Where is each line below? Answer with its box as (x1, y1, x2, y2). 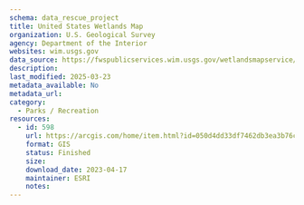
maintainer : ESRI (25, 173, 91, 182)
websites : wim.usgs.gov (9, 47, 100, 56)
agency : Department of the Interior (9, 38, 147, 48)
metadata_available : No (9, 81, 100, 90)
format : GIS (25, 140, 71, 149)
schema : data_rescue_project (9, 13, 119, 23)
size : (25, 156, 47, 166)
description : (9, 64, 59, 73)
